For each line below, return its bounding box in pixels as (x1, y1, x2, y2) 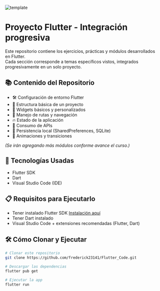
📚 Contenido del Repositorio (5, 79, 94, 87)
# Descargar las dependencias (5, 264, 67, 269)
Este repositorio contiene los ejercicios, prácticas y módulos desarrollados (5, 48, 156, 54)
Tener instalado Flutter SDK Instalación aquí (12, 210, 101, 216)
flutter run (5, 282, 29, 287)
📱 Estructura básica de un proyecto (12, 101, 84, 107)
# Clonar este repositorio (5, 251, 60, 256)
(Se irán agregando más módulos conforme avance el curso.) (5, 142, 130, 148)
